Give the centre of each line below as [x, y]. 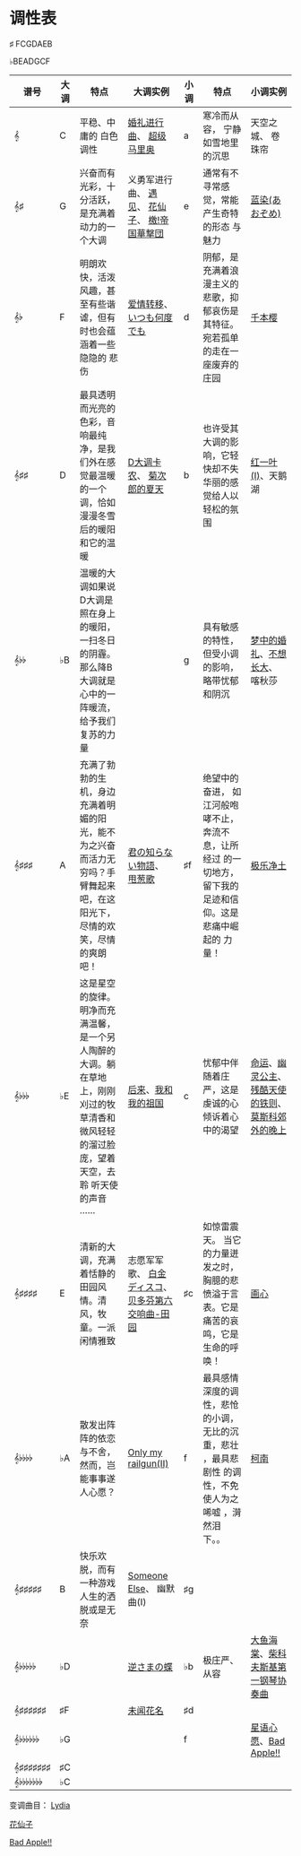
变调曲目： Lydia [40, 1805]
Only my [145, 1452]
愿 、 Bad [268, 1740]
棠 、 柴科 [268, 1653]
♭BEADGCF [30, 61]
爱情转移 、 [150, 304]
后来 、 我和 [150, 1089]
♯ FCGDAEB [31, 43]
